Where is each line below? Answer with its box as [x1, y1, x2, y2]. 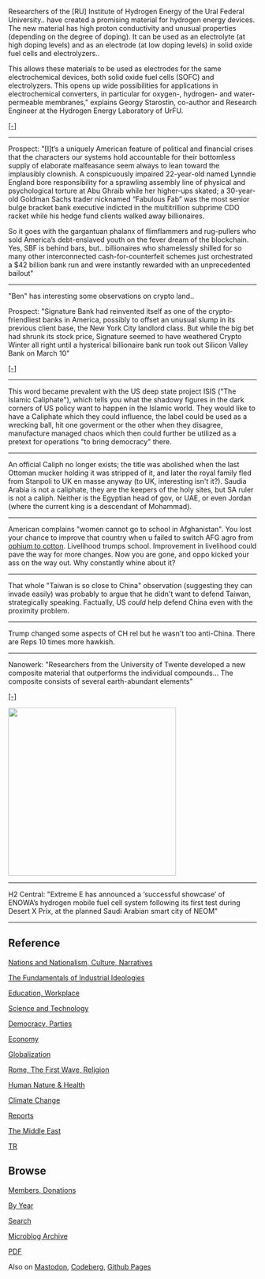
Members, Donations [8, 1185, 77, 1194]
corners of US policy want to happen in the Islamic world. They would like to [8, 403, 256, 413]
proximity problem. [8, 606, 69, 615]
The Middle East [8, 1126, 62, 1135]
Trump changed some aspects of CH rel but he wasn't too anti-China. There [8, 628, 256, 638]
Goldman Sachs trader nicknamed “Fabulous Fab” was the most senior [20, 194, 250, 204]
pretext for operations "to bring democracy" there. [8, 437, 172, 446]
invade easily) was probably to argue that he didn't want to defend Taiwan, [8, 589, 252, 598]
